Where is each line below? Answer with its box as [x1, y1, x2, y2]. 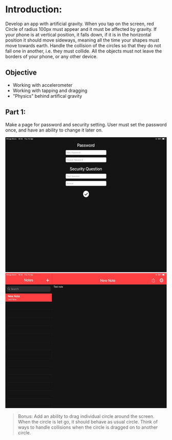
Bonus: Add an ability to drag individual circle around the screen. [17, 413, 155, 419]
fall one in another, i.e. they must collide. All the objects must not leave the [5, 48, 162, 54]
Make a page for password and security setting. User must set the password [5, 121, 167, 127]
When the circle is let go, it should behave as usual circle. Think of [17, 418, 158, 425]
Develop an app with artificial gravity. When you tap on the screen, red [5, 21, 155, 27]
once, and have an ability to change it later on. [5, 127, 103, 133]
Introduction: [5, 4, 62, 15]
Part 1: [5, 108, 26, 117]
